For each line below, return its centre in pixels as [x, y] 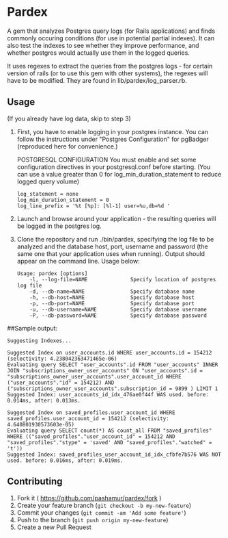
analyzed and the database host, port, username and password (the [112, 246]
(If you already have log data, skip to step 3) [69, 118]
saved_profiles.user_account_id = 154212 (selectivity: [88, 418]
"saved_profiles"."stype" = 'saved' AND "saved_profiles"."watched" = [110, 442]
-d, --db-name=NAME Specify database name [112, 292]
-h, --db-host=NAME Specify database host [112, 297]
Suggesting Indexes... [39, 341]
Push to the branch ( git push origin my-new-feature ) [92, 520]
